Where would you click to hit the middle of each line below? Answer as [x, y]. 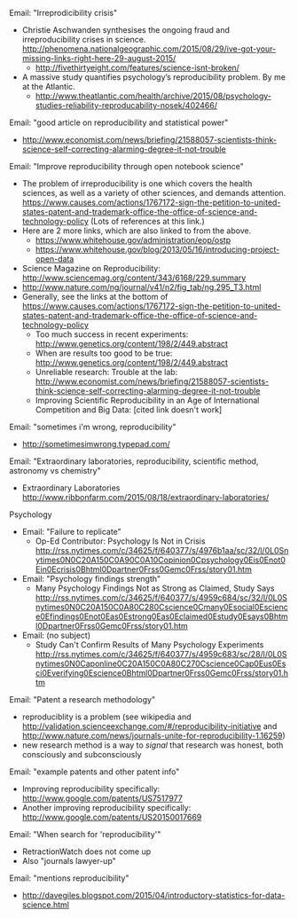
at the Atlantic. [48, 86]
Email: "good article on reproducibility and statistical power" [119, 122]
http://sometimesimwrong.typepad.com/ [96, 444]
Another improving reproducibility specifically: [106, 808]
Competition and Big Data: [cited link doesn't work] [129, 410]
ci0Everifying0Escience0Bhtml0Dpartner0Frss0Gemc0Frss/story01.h [162, 673]
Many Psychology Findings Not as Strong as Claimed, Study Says [155, 588]
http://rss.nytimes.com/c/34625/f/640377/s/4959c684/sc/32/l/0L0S [161, 597]
